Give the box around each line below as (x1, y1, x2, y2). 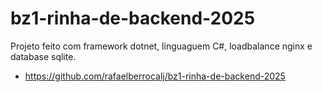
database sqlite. (10, 50, 77, 62)
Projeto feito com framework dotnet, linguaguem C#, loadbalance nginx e (10, 40, 313, 52)
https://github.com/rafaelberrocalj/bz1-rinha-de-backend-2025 (24, 70, 286, 82)
